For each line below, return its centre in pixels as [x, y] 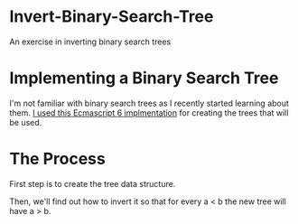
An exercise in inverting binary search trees [90, 42]
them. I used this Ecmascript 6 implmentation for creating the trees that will [149, 112]
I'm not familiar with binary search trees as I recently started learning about [149, 103]
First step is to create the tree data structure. [93, 183]
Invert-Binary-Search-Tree [112, 17]
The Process [57, 159]
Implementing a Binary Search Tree [144, 78]
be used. [26, 122]
